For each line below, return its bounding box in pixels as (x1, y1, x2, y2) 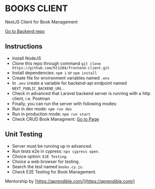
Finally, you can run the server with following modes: (12, 100, 117, 107)
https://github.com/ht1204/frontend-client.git (12, 65, 110, 70)
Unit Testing (5, 130, 42, 139)
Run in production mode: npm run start (12, 111, 91, 117)
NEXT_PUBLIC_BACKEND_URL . (12, 85, 65, 91)
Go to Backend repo (5, 28, 45, 34)
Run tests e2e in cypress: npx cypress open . (12, 148, 100, 154)
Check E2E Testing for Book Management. (12, 169, 97, 174)
